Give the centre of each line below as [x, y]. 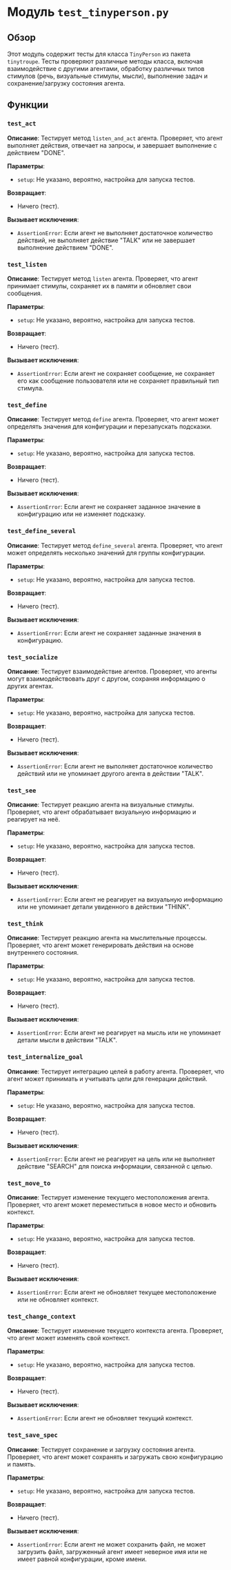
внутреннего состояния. [43, 953]
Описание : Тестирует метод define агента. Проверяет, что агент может [113, 419]
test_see [22, 790]
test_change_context [42, 1316]
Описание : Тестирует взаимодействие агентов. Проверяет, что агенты [112, 671]
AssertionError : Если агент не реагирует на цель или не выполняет [116, 1159]
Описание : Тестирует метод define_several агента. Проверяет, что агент [115, 545]
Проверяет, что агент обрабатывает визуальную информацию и [102, 812]
